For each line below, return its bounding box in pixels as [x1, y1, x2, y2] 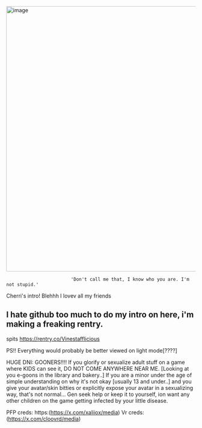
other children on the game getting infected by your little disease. [6, 397, 168, 404]
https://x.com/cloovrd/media [8, 415, 79, 422]
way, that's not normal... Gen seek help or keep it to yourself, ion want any [6, 391, 190, 398]
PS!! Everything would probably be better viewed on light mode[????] [6, 347, 177, 354]
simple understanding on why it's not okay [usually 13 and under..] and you [6, 377, 192, 385]
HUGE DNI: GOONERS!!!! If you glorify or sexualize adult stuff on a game [6, 359, 185, 366]
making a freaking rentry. [6, 319, 103, 330]
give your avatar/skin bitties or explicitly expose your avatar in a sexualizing [6, 384, 194, 391]
